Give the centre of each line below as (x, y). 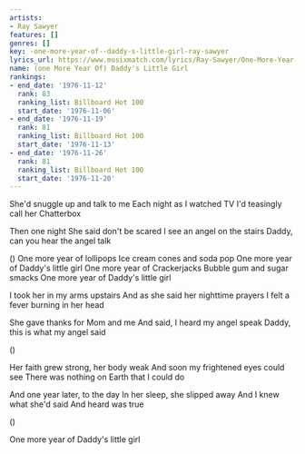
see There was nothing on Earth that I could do (97, 377)
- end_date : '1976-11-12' (58, 85)
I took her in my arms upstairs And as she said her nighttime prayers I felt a (150, 295)
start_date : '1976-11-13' (67, 144)
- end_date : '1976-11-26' (58, 153)
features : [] (34, 35)
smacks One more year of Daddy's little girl (90, 278)
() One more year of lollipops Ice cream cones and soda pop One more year (151, 259)
